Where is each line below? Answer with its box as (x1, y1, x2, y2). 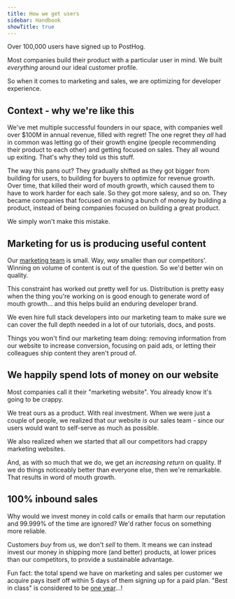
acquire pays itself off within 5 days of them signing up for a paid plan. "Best (7, 576, 228, 584)
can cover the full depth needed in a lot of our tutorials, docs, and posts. (7, 320, 215, 329)
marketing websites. (7, 444, 66, 453)
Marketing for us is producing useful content (7, 237, 206, 249)
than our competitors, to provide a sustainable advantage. (7, 555, 174, 563)
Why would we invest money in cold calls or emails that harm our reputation (7, 512, 226, 520)
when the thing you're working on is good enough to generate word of (7, 292, 210, 300)
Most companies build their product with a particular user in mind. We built (7, 56, 222, 64)
